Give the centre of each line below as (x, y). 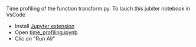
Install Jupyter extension (45, 26)
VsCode (16, 15)
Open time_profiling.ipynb (46, 32)
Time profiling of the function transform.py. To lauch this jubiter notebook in (98, 9)
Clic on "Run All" (35, 38)
